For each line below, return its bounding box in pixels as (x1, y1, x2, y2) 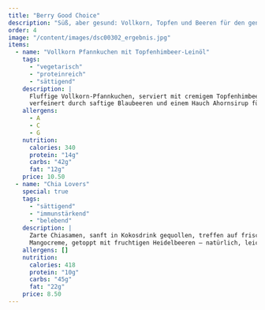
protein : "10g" (28, 268, 80, 276)
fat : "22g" (28, 283, 65, 291)
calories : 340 (28, 144, 77, 151)
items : (8, 41, 30, 49)
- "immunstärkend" (28, 210, 90, 218)
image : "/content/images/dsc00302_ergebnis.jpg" (8, 33, 171, 42)
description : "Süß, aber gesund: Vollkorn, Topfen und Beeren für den (8, 19, 245, 27)
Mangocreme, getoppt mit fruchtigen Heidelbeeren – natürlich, (28, 239, 242, 247)
